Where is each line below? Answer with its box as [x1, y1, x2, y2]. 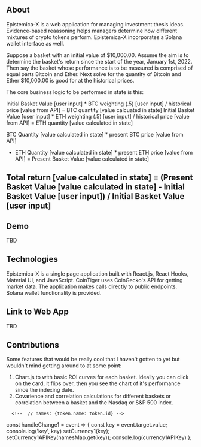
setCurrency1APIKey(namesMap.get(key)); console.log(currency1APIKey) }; [6, 434, 193, 441]
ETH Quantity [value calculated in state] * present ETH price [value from [14, 149, 193, 156]
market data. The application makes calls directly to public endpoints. [6, 283, 178, 290]
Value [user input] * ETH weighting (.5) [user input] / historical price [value [6, 113, 190, 120]
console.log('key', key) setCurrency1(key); [6, 428, 110, 435]
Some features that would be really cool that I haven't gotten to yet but [6, 356, 181, 363]
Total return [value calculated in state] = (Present [6, 173, 193, 183]
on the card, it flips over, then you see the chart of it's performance [14, 380, 181, 387]
